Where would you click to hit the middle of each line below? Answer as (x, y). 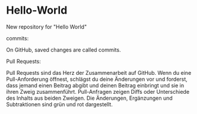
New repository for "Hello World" (47, 27)
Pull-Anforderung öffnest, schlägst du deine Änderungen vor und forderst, (97, 79)
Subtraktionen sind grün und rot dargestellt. (59, 104)
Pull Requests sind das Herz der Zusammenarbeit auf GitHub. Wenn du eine (99, 72)
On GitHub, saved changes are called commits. (63, 50)
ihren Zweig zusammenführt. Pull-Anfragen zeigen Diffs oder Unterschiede (98, 91)
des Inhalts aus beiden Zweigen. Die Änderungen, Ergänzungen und (90, 98)
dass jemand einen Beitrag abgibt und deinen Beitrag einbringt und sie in (95, 85)
